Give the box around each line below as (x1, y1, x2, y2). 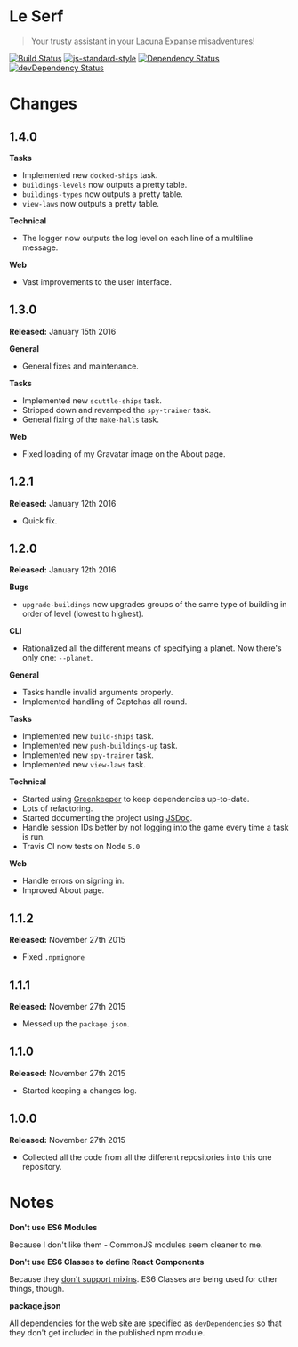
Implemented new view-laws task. (21, 759, 147, 770)
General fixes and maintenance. (21, 361, 140, 371)
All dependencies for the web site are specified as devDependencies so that (9, 1318, 282, 1328)
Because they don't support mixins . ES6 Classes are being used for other (9, 1273, 278, 1284)
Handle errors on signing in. (21, 875, 125, 887)
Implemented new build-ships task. (21, 731, 154, 742)
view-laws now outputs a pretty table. (21, 198, 160, 208)
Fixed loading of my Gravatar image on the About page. (21, 448, 226, 459)
